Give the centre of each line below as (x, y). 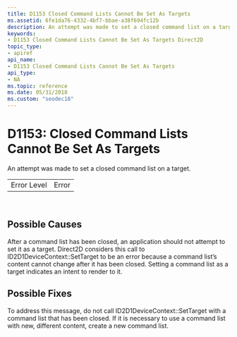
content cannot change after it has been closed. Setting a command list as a (118, 264)
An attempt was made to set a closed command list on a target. (99, 168)
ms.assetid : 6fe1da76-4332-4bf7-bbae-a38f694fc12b (83, 20)
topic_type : (25, 47)
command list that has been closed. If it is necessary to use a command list (116, 318)
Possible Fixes (39, 294)
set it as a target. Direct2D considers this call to (76, 249)
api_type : (22, 73)
